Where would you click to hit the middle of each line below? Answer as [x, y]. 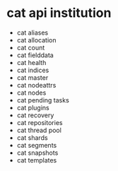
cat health [31, 62]
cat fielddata [35, 55]
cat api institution [59, 13]
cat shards [32, 137]
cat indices [33, 70]
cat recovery [35, 115]
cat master [33, 77]
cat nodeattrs [36, 85]
